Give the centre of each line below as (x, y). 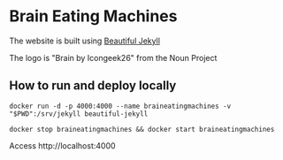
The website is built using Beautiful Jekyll (85, 41)
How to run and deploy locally (93, 86)
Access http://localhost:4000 (63, 145)
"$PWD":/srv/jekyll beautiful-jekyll (79, 114)
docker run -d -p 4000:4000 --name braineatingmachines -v (120, 106)
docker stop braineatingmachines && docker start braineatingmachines (142, 129)
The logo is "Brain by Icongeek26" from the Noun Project (113, 57)
